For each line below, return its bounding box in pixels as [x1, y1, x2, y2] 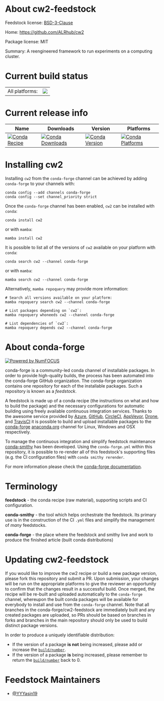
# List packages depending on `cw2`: [5, 308, 82, 313]
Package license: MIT [5, 38, 49, 45]
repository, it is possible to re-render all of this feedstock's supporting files [5, 449, 155, 455]
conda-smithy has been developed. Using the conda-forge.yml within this [5, 443, 153, 449]
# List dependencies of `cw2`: [5, 321, 69, 326]
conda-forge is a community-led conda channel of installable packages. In [5, 367, 155, 373]
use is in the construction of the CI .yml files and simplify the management [5, 517, 155, 523]
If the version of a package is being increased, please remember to [12, 651, 147, 658]
